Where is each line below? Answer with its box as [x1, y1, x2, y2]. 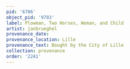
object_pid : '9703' [6, 14, 55, 20]
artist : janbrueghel [6, 25, 58, 32]
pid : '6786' [6, 8, 36, 15]
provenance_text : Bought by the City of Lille [6, 43, 124, 49]
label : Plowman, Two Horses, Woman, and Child [6, 20, 124, 26]
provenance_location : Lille [6, 37, 76, 43]
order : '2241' [6, 53, 42, 59]
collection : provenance [6, 48, 66, 54]
